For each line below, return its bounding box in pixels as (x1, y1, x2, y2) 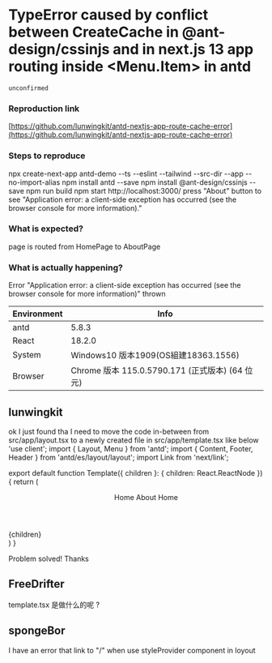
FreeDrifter (8, 577, 65, 591)
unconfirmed (8, 83, 49, 92)
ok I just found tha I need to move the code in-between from (8, 426, 210, 436)
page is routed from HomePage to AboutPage (8, 242, 161, 251)
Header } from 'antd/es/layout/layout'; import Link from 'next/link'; (8, 452, 229, 462)
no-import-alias (8, 177, 61, 187)
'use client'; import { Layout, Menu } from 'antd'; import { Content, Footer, (8, 443, 253, 453)
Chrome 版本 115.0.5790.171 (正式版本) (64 (70, 365, 243, 376)
